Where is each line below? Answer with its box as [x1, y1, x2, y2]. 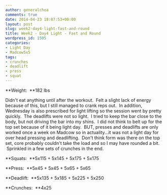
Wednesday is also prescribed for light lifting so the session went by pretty [5, 107, 161, 114]
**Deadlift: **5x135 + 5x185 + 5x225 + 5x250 [5, 175, 104, 181]
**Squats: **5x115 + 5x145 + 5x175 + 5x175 [5, 155, 99, 161]
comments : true [5, 12, 38, 17]
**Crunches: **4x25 [5, 184, 52, 190]
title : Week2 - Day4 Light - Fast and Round [5, 31, 101, 36]
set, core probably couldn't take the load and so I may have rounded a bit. [5, 140, 160, 146]
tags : [5, 54, 17, 60]
